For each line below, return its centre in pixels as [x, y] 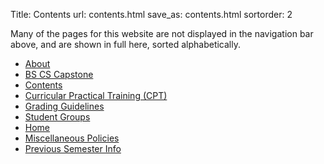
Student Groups [57, 117]
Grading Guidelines [64, 106]
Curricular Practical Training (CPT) [96, 95]
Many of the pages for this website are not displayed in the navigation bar [162, 33]
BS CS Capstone [59, 74]
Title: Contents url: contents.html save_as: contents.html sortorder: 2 [151, 14]
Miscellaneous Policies [72, 138]
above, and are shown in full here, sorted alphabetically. [125, 44]
